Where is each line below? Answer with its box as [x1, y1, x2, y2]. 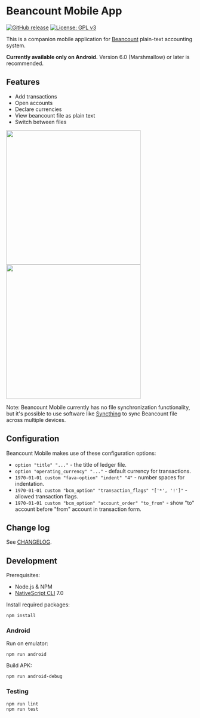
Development [6, 556, 58, 566]
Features [6, 77, 40, 87]
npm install [6, 613, 36, 619]
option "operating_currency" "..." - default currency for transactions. [14, 467, 191, 474]
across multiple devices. [6, 416, 66, 423]
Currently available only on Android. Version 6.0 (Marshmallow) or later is [6, 53, 190, 60]
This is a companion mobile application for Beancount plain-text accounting [6, 35, 193, 42]
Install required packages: [6, 601, 70, 608]
